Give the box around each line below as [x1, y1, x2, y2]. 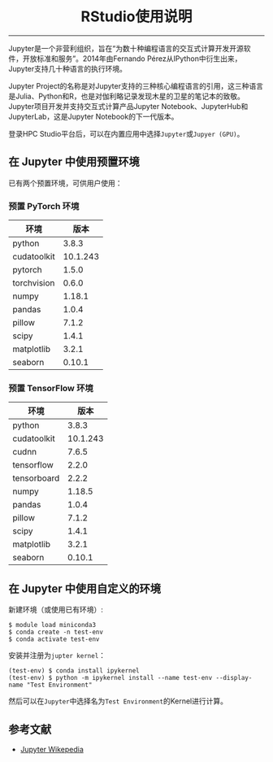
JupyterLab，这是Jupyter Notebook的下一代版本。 [8, 111, 179, 121]
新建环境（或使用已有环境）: [8, 605, 104, 615]
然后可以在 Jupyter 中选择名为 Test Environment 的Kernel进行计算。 [8, 696, 227, 706]
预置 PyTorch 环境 [8, 200, 80, 211]
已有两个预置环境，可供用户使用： [8, 178, 123, 188]
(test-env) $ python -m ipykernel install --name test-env [8, 674, 213, 682]
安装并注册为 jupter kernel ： [8, 651, 106, 660]
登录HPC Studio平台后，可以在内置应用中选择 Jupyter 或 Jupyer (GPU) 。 [8, 128, 245, 138]
